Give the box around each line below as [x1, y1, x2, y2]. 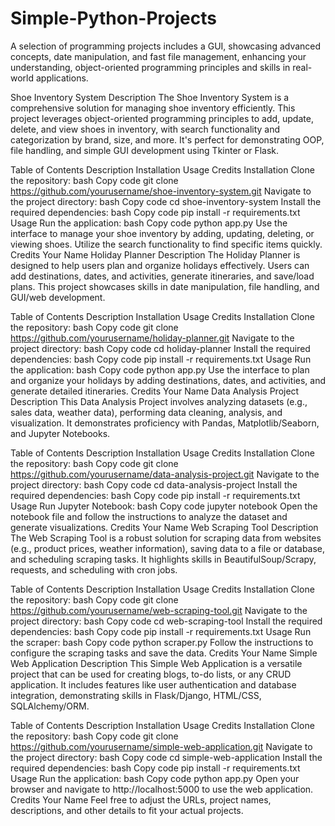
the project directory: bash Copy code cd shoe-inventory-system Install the [10, 195, 322, 207]
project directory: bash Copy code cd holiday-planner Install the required [10, 342, 311, 354]
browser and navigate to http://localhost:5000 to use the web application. [10, 783, 314, 795]
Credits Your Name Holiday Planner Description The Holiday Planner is [10, 248, 301, 261]
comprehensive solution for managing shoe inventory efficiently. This [10, 102, 296, 114]
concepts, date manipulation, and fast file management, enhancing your [10, 50, 307, 62]
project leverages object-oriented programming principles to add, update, [10, 112, 314, 124]
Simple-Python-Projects [10, 7, 217, 30]
